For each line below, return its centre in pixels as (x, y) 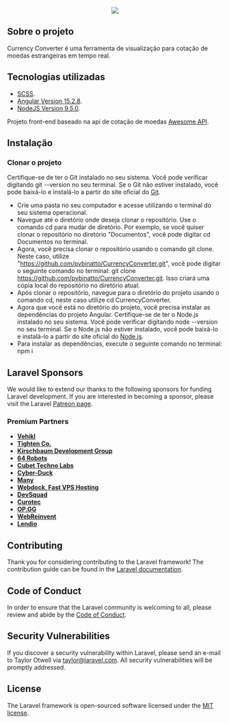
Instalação (30, 143)
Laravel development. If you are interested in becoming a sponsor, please (110, 396)
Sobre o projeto (40, 32)
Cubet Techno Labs (45, 466)
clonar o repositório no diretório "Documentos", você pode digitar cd (113, 235)
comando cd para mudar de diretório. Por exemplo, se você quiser (110, 227)
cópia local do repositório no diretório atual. (78, 285)
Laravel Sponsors (45, 373)
